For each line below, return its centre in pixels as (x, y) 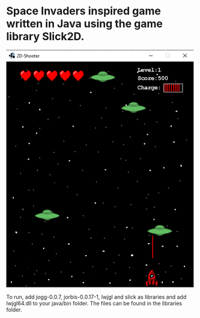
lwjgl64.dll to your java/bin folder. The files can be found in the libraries (94, 303)
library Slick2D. (45, 37)
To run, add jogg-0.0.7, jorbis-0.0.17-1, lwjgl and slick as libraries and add (96, 297)
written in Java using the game (85, 24)
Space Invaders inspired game (83, 11)
